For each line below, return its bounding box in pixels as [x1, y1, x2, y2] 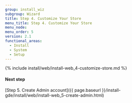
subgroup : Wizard [5, 12, 40, 16]
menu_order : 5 [5, 29, 34, 34]
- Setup [9, 52, 25, 57]
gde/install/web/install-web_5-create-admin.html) [5, 92, 104, 98]
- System [9, 47, 27, 52]
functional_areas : [5, 39, 42, 44]
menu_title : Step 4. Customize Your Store [5, 20, 92, 26]
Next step [5, 76, 25, 82]
